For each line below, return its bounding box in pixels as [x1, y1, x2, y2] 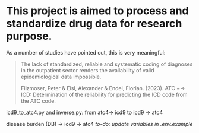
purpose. [6, 30, 52, 43]
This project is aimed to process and [6, 4, 189, 18]
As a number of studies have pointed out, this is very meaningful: [6, 49, 166, 56]
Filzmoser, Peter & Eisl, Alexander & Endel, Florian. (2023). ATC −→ [20, 84, 185, 91]
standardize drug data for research [6, 17, 182, 30]
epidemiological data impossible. [20, 73, 102, 80]
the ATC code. [20, 97, 56, 104]
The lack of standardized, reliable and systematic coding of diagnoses [20, 61, 193, 68]
